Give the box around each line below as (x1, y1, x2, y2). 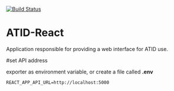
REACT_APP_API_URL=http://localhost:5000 (6, 79, 110, 85)
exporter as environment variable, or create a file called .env (6, 68, 153, 75)
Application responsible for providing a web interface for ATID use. (6, 45, 168, 52)
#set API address (6, 56, 48, 64)
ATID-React (6, 26, 64, 39)
